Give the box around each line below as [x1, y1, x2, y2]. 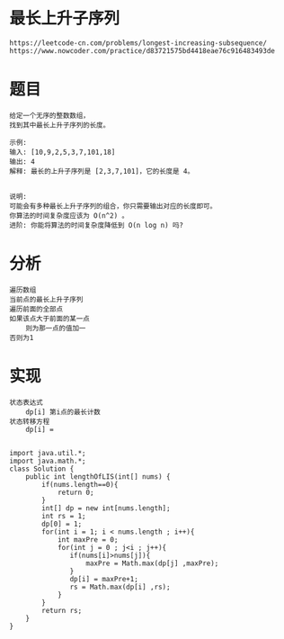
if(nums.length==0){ [41, 480, 119, 489]
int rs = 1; [41, 511, 87, 520]
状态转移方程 [9, 417, 50, 426]
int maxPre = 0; [57, 535, 119, 544]
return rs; [41, 606, 83, 615]
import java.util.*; [9, 448, 87, 457]
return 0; [57, 488, 94, 497]
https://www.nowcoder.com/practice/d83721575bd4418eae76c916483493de [9, 46, 276, 55]
